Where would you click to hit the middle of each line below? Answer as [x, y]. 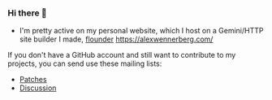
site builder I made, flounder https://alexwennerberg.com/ [116, 39]
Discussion [38, 88]
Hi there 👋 [28, 13]
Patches [33, 80]
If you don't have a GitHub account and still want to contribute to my [122, 55]
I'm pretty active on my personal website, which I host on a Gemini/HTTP [141, 31]
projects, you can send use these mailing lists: [85, 63]
